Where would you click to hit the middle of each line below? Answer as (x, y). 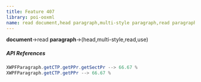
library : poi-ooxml (31, 17)
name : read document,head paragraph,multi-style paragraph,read (88, 23)
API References (26, 53)
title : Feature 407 (31, 12)
